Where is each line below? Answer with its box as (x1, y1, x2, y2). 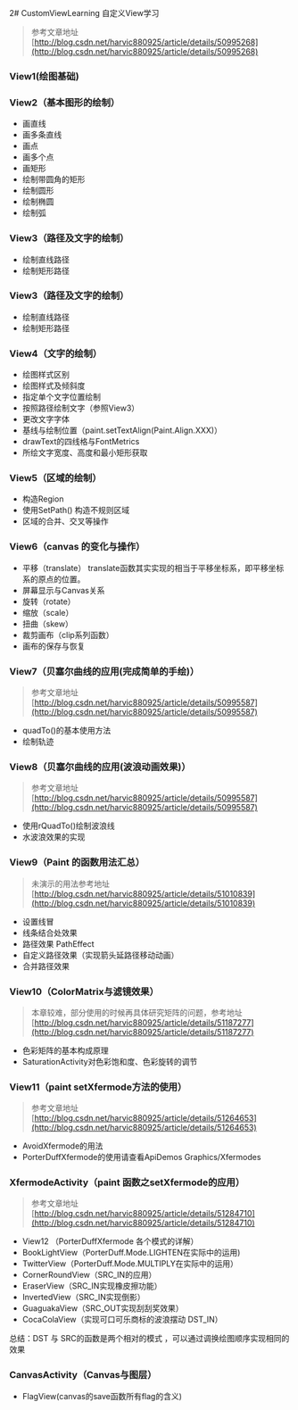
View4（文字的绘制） (9, 347, 103, 360)
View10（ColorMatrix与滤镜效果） (9, 985, 159, 998)
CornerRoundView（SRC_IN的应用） (21, 1270, 157, 1281)
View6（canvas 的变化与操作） (9, 541, 145, 553)
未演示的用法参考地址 (30, 878, 110, 889)
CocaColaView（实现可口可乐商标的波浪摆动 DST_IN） (21, 1315, 223, 1325)
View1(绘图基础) (9, 70, 79, 82)
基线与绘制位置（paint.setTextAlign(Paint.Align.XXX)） (21, 425, 223, 435)
